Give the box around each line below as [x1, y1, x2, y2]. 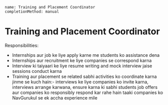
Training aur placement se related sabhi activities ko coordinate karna [12, 73, 157, 79]
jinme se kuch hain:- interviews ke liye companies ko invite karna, [12, 78, 149, 85]
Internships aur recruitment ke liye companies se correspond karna [12, 57, 152, 63]
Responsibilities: [5, 42, 39, 48]
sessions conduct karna [12, 68, 62, 74]
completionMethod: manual [5, 9, 59, 14]
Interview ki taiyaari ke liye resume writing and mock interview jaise [12, 63, 152, 69]
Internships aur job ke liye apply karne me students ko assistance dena [12, 52, 160, 58]
